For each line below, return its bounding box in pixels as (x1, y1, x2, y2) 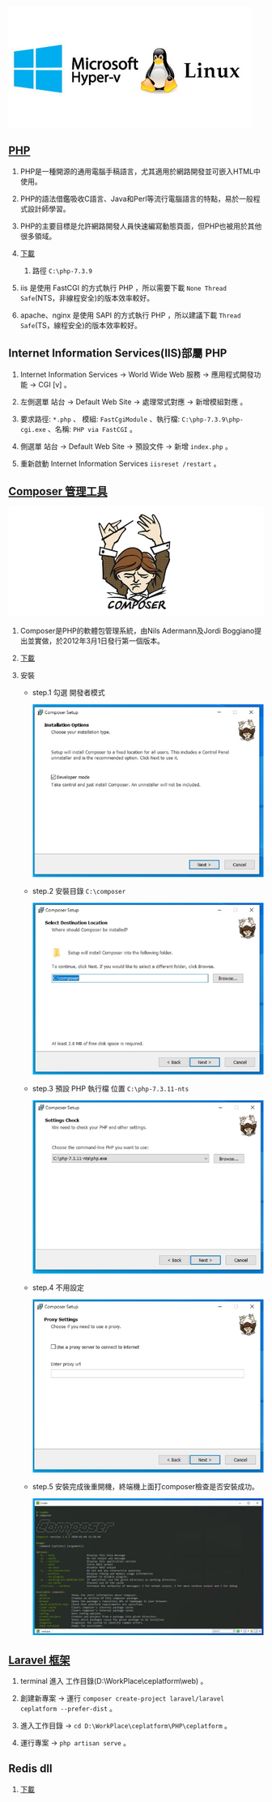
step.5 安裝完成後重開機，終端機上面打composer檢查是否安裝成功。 (32, 1482, 259, 1492)
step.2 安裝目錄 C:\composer (32, 886, 126, 895)
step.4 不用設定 (32, 1283, 85, 1292)
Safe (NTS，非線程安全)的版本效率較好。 (19, 293, 155, 302)
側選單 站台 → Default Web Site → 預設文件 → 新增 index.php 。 (19, 441, 232, 451)
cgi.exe (19, 425, 46, 433)
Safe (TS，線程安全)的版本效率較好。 (19, 320, 142, 330)
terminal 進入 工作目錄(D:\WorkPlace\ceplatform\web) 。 (19, 1676, 208, 1686)
